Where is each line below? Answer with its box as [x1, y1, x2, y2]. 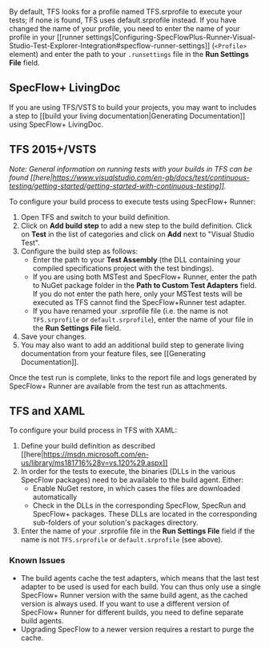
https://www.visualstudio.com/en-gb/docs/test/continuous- [52, 172, 251, 182]
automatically [32, 493, 78, 502]
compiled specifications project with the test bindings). [32, 263, 215, 273]
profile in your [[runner [9, 32, 84, 42]
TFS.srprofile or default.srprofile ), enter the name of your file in [32, 314, 254, 324]
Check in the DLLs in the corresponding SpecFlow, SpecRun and [32, 501, 247, 510]
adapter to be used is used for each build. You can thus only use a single [20, 582, 261, 591]
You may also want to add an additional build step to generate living [20, 340, 244, 350]
